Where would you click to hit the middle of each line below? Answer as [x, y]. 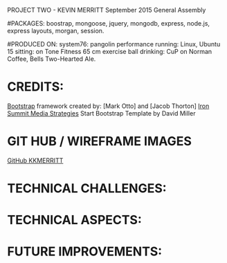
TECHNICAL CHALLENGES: [87, 189]
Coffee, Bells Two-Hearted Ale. [52, 59]
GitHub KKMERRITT [35, 160]
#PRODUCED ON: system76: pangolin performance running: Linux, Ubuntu [114, 44]
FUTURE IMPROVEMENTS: [85, 252]
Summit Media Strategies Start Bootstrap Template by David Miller [101, 113]
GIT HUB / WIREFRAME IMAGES [100, 142]
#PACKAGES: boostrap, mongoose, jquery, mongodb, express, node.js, [108, 23]
